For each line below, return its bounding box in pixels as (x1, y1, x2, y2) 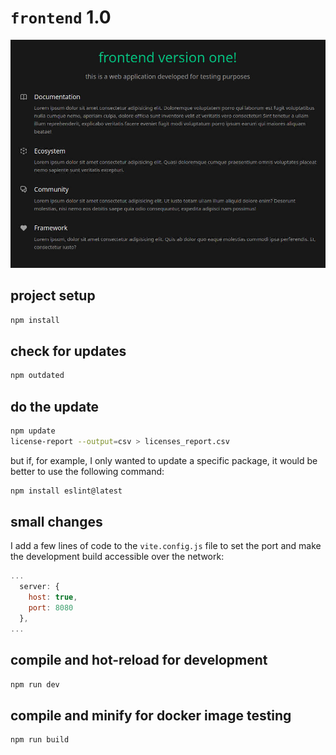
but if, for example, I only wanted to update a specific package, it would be (10, 454, 318, 466)
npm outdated (10, 371, 65, 381)
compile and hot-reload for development (10, 652, 268, 669)
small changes (10, 514, 103, 531)
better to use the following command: (10, 465, 165, 477)
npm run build (10, 735, 70, 745)
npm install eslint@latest (10, 486, 123, 496)
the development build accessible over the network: (10, 551, 225, 563)
